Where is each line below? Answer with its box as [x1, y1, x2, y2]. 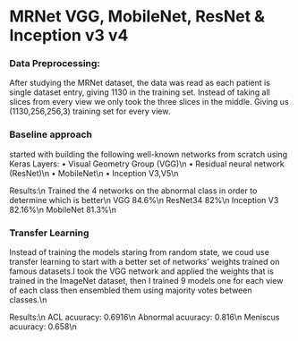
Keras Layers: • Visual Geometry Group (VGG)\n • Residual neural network [9, 158, 285, 169]
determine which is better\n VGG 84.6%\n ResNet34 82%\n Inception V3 [9, 194, 279, 205]
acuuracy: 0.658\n [9, 321, 78, 332]
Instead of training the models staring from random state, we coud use [9, 247, 270, 258]
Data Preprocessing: [9, 57, 101, 70]
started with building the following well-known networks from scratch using [9, 149, 288, 159]
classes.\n [9, 294, 47, 305]
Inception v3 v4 [9, 25, 129, 46]
